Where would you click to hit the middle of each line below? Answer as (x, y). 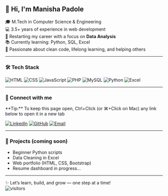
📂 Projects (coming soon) (36, 141)
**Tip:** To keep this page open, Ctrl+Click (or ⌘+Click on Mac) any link (81, 109)
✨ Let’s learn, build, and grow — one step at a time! (58, 182)
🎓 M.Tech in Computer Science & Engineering (53, 22)
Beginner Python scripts (37, 152)
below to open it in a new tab (35, 114)
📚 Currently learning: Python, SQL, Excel (47, 42)
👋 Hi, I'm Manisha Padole (44, 9)
